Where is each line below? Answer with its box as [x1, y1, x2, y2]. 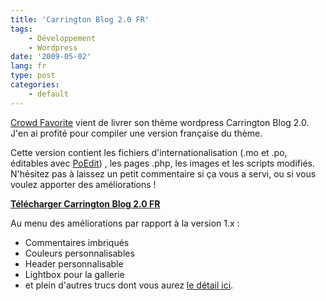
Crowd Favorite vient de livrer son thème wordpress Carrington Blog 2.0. [10, 116, 310, 128]
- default [28, 89, 70, 99]
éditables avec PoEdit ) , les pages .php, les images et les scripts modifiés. [10, 157, 315, 169]
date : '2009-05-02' [10, 52, 92, 62]
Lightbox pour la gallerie [24, 268, 125, 280]
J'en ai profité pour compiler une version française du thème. [10, 127, 263, 139]
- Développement [28, 33, 97, 43]
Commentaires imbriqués [24, 236, 130, 248]
